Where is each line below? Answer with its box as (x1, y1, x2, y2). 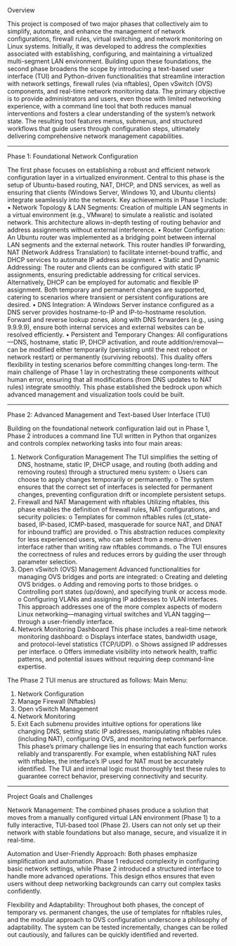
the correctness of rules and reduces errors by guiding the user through (17, 550, 226, 559)
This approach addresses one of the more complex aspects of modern (17, 602, 223, 611)
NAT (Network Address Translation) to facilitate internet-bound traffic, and (7, 248, 223, 256)
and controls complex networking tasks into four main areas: (7, 440, 183, 447)
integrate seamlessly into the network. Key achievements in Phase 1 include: (7, 196, 228, 204)
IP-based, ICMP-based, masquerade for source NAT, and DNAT (39, 521, 223, 528)
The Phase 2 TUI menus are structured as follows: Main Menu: (7, 676, 188, 684)
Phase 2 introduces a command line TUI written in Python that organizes (7, 432, 217, 440)
